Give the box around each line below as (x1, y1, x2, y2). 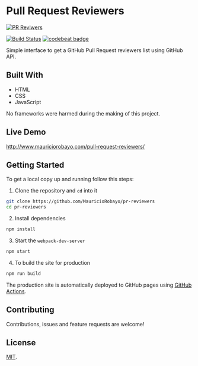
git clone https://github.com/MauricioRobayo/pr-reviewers (6, 198, 155, 205)
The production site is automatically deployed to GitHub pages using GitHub (6, 281, 192, 288)
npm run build (6, 271, 41, 277)
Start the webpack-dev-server (14, 237, 86, 244)
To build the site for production (14, 259, 91, 266)
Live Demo (6, 127, 46, 137)
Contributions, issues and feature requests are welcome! (6, 320, 145, 328)
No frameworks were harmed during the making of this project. (6, 110, 161, 117)
